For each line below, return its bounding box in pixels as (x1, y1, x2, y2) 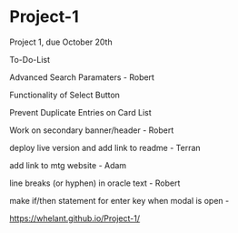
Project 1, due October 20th (9, 36, 113, 47)
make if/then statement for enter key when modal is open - (9, 195, 230, 206)
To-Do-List (9, 54, 50, 65)
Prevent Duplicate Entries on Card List (9, 106, 152, 117)
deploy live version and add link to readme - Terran (9, 142, 202, 153)
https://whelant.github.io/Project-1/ (9, 212, 141, 224)
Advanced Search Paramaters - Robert (9, 71, 154, 83)
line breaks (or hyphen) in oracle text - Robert (9, 177, 181, 188)
